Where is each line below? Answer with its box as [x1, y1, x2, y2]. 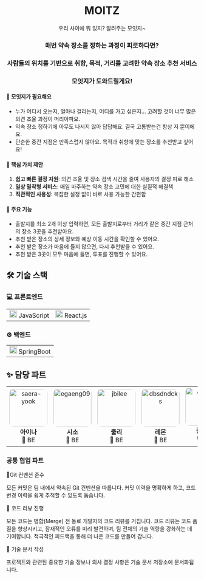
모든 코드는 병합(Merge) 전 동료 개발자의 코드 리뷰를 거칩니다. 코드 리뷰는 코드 [6, 518, 191, 525]
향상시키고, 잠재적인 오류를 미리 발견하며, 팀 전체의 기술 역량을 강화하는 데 [17, 525, 192, 532]
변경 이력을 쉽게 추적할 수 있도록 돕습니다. [6, 492, 105, 499]
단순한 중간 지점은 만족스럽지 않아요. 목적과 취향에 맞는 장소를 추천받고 [15, 138, 182, 145]
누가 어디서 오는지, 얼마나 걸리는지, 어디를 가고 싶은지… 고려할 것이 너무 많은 [15, 108, 196, 115]
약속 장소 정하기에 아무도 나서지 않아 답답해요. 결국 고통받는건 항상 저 [15, 123, 179, 130]
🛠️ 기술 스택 [6, 270, 47, 280]
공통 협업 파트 [6, 456, 44, 465]
